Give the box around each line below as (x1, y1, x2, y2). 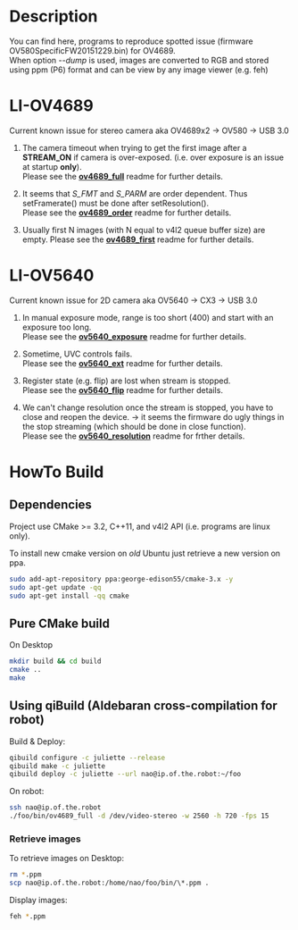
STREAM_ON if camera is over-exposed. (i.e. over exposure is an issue (21, 152, 284, 163)
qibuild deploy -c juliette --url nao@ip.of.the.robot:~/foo (9, 770, 242, 779)
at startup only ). (21, 161, 82, 172)
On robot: (9, 786, 45, 797)
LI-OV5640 (9, 265, 95, 286)
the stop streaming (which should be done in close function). (21, 421, 247, 431)
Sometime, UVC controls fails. (21, 348, 133, 359)
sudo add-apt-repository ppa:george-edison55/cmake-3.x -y (9, 574, 234, 583)
